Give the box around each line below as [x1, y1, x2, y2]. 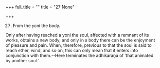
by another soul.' [5, 58, 39, 63]
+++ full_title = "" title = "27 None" [5, 4, 75, 10]
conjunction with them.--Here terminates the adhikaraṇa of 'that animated [5, 53, 154, 58]
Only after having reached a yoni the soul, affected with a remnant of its [5, 32, 149, 38]
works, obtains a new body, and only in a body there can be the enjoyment [5, 37, 155, 43]
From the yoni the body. [12, 23, 60, 28]
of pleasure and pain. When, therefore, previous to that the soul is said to [5, 42, 152, 48]
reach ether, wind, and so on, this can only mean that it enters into [5, 48, 138, 53]
